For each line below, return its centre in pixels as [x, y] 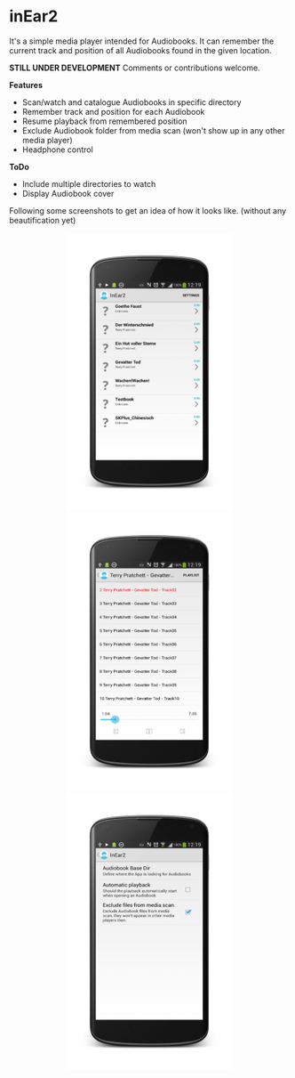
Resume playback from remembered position [105, 121]
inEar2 [34, 16]
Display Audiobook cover [68, 193]
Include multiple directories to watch [89, 183]
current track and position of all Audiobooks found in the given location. [140, 50]
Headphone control [57, 150]
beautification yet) [43, 220]
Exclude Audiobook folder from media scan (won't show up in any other [153, 130]
